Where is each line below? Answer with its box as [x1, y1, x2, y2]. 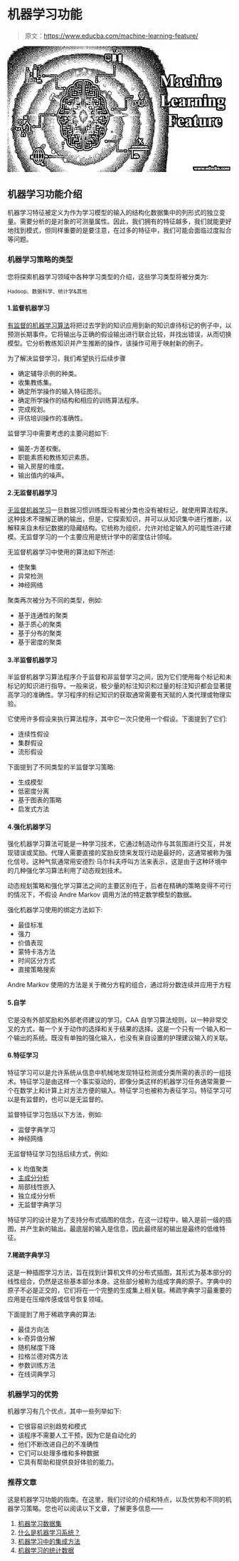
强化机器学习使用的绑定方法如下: [7, 906, 103, 914]
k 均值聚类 [17, 1164, 48, 1173]
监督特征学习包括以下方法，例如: [7, 1110, 103, 1118]
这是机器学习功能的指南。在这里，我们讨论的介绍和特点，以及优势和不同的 [7, 1495, 225, 1503]
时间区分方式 [17, 956, 55, 965]
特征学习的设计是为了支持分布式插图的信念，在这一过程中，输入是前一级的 [7, 1215, 225, 1224]
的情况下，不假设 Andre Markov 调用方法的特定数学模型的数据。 [7, 890, 196, 899]
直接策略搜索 [17, 965, 55, 974]
